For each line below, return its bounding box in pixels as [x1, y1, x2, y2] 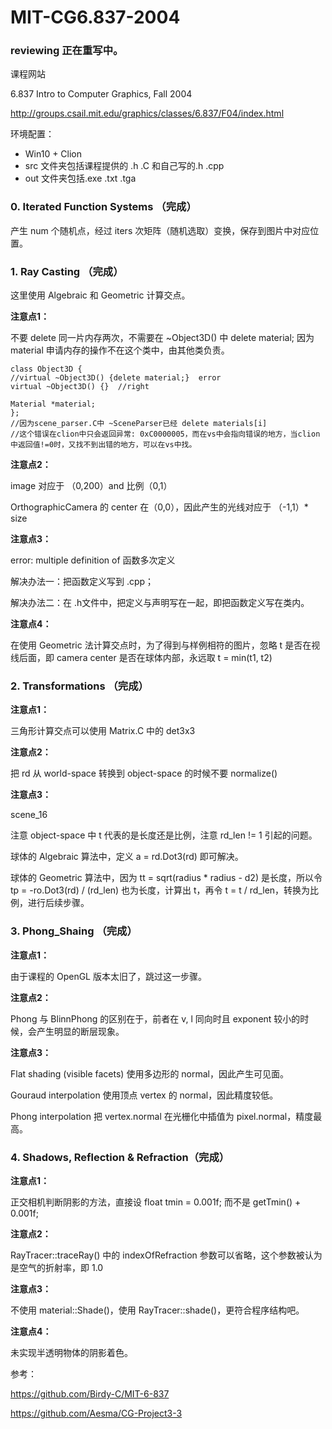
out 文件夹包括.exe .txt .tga [24, 172, 137, 185]
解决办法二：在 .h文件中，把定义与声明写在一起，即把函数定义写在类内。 [10, 597, 310, 609]
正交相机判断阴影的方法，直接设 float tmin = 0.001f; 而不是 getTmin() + [10, 1196, 302, 1208]
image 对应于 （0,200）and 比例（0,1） [10, 480, 173, 492]
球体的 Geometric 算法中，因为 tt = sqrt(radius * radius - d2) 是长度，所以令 [10, 872, 323, 884]
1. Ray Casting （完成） [10, 264, 124, 278]
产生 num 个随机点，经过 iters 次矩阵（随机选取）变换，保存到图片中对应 [10, 224, 311, 236]
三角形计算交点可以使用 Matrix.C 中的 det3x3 [10, 725, 196, 737]
